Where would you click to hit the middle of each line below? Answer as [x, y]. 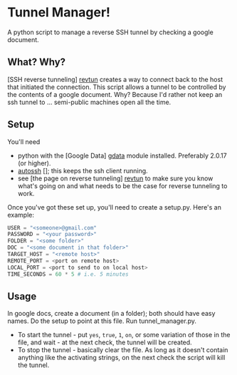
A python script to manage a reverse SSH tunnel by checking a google [110, 32]
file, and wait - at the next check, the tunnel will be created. [105, 342]
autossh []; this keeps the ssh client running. [83, 170]
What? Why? [37, 62]
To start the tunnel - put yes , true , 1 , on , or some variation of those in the [124, 335]
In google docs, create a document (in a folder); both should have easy [111, 314]
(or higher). [34, 163]
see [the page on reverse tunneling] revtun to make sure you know [115, 178]
